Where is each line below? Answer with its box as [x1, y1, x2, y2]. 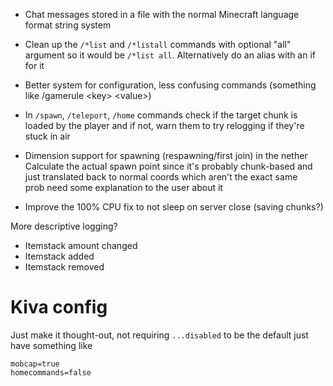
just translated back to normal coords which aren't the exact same [24, 171, 298, 183]
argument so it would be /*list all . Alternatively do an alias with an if [24, 49, 316, 61]
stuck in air [24, 130, 71, 142]
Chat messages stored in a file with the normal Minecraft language [24, 9, 300, 20]
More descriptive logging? [10, 220, 118, 232]
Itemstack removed [24, 261, 105, 273]
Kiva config [10, 296, 108, 319]
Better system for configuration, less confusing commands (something [24, 79, 317, 91]
